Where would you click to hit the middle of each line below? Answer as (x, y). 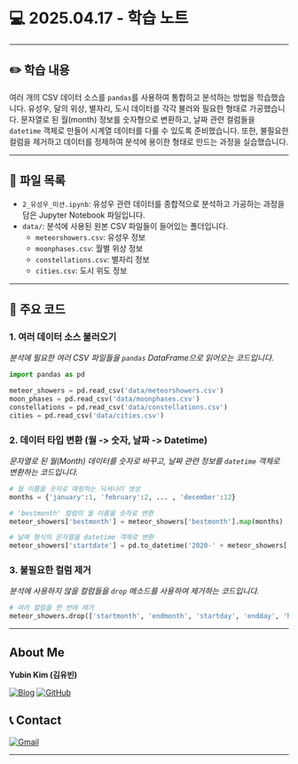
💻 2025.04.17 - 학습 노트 (99, 18)
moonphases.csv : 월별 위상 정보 (89, 248)
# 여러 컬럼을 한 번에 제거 (52, 608)
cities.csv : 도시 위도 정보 (81, 270)
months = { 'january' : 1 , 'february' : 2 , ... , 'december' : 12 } (123, 497)
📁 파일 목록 (38, 181)
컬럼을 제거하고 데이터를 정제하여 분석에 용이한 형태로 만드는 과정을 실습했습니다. (149, 141)
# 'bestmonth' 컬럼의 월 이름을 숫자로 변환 (82, 513)
